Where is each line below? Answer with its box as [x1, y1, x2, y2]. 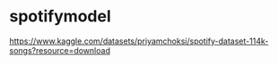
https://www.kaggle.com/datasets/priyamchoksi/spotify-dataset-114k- [9, 36, 269, 46]
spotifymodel [9, 6, 111, 27]
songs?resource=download [9, 45, 110, 55]
